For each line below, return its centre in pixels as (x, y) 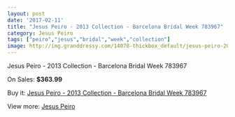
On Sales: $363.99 (35, 79)
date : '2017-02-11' (36, 20)
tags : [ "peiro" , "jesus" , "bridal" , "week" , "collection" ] (89, 40)
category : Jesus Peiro (40, 33)
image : (17, 46)
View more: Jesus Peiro (41, 106)
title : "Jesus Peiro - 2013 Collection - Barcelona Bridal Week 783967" (115, 26)
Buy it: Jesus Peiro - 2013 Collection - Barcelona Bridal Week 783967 (107, 93)
